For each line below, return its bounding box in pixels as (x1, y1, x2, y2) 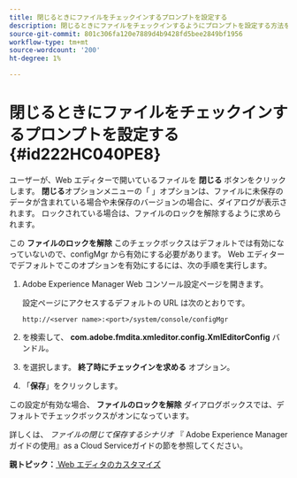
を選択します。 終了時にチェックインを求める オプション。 (21, 361, 235, 372)
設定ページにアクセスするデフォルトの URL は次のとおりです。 (21, 297, 250, 308)
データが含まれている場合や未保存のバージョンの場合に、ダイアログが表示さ (9, 197, 287, 207)
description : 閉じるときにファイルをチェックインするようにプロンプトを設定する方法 (9, 21, 285, 30)
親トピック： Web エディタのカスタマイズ (9, 459, 162, 469)
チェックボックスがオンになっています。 (47, 410, 194, 420)
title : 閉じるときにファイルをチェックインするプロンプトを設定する (9, 12, 228, 22)
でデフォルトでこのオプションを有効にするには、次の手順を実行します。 (9, 259, 272, 270)
